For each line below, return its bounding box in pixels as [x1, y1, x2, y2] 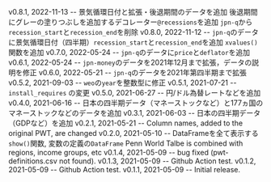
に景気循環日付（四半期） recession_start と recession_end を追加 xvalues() [8, 37, 258, 47]
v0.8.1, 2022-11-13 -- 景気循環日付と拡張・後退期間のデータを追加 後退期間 [8, 7, 258, 16]
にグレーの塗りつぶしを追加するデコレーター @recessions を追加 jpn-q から [8, 17, 253, 27]
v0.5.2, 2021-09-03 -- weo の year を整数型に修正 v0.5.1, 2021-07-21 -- [8, 78, 237, 87]
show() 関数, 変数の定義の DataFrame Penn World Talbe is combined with [8, 138, 243, 148]
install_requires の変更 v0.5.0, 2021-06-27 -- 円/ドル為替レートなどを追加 [8, 88, 261, 97]
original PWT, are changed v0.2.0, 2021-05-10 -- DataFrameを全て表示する [8, 129, 259, 138]
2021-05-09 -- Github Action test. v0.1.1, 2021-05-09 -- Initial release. [8, 165, 241, 174]
